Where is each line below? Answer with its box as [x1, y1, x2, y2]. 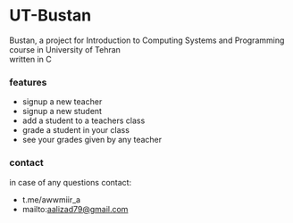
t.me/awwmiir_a [21, 194, 81, 205]
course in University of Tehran [9, 44, 121, 54]
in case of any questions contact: [9, 177, 132, 187]
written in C [9, 54, 52, 64]
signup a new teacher [21, 96, 103, 107]
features [9, 76, 47, 88]
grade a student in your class [21, 125, 130, 136]
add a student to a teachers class [21, 115, 146, 126]
